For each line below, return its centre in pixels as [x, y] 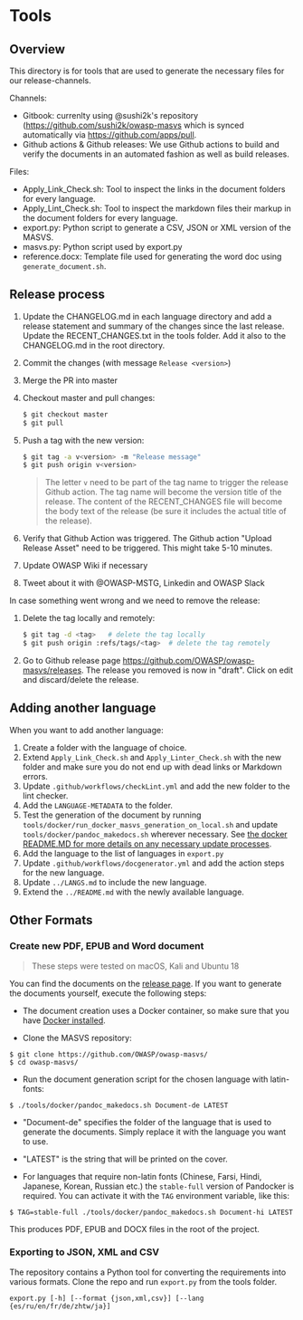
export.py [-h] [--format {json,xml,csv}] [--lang [107, 1298]
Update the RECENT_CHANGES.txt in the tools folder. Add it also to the [154, 335]
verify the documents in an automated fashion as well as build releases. [156, 154]
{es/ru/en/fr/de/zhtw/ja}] [60, 1306]
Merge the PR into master [70, 380]
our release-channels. [51, 81]
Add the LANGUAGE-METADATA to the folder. [98, 805]
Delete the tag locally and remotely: [89, 618]
